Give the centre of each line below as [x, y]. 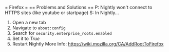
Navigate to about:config [39, 28]
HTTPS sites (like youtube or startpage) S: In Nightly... [62, 13]
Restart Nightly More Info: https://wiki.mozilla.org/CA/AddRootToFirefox [88, 44]
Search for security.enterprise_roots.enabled [62, 33]
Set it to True [26, 38]
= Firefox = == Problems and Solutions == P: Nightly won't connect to [79, 7]
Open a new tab [29, 22]
